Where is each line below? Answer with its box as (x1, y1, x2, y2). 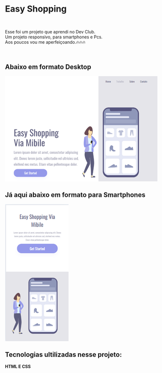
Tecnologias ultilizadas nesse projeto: (5, 351, 122, 359)
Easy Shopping (5, 3, 67, 15)
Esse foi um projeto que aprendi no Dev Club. (5, 29, 96, 34)
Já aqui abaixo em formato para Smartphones (5, 191, 146, 199)
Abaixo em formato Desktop (5, 63, 91, 71)
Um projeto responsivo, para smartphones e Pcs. (5, 34, 103, 40)
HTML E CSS (5, 363, 31, 369)
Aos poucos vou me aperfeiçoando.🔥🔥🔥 (5, 39, 86, 45)
